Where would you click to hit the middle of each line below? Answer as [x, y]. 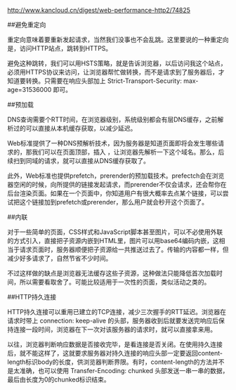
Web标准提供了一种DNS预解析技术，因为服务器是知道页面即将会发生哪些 [113, 143]
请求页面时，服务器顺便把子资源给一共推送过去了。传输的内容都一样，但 [124, 249]
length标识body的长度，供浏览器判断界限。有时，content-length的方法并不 [116, 362]
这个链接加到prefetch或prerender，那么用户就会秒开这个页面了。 [114, 202]
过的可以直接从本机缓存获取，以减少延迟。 [75, 128]
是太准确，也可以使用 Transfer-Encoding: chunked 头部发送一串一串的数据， [118, 371]
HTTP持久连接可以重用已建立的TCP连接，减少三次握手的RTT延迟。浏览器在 [117, 312]
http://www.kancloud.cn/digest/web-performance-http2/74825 [99, 10]
